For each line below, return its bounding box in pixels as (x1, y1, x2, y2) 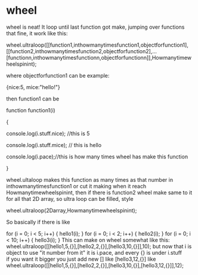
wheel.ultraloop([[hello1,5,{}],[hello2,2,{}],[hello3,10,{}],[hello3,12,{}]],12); (6, 261, 184, 269)
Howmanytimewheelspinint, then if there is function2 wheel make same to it (6, 189, 193, 196)
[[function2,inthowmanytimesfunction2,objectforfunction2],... (6, 47, 157, 54)
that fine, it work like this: (6, 29, 68, 36)
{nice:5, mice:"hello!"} (6, 83, 61, 90)
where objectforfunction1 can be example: (6, 72, 110, 79)
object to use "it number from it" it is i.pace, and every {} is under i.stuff (6, 249, 182, 256)
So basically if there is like (6, 218, 70, 225)
